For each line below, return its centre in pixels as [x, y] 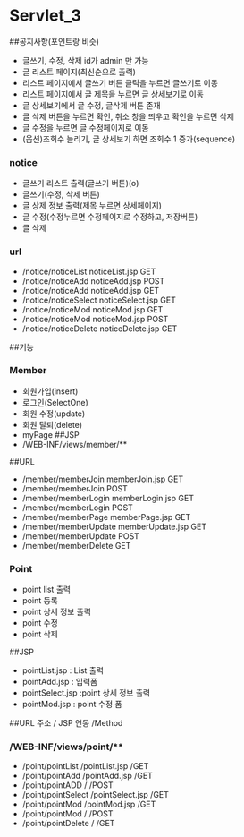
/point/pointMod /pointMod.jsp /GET [89, 804]
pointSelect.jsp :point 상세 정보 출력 [86, 693]
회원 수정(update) [54, 414]
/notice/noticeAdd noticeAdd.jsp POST [93, 281]
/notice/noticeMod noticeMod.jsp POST [95, 319]
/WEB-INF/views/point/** [66, 747]
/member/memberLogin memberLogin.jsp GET [108, 498]
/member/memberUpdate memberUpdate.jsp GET [114, 526]
